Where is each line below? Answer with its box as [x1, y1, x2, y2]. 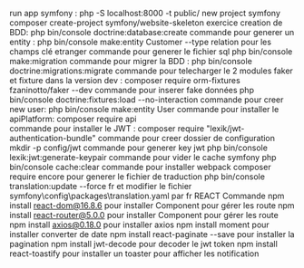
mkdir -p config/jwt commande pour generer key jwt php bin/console [9, 142, 268, 153]
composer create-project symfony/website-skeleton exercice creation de [9, 17, 283, 28]
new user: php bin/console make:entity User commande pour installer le [9, 104, 279, 114]
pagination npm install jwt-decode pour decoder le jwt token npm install [9, 239, 279, 249]
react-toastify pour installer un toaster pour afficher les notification [9, 248, 260, 259]
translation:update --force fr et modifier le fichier [9, 181, 192, 191]
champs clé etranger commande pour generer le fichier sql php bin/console [9, 46, 293, 57]
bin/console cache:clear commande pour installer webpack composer [9, 162, 271, 172]
